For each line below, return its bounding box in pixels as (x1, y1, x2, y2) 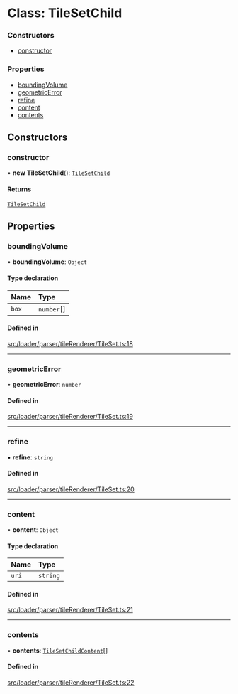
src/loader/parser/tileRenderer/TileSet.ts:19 (7, 412, 133, 421)
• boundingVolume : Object (7, 257, 87, 266)
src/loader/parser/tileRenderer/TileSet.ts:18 (7, 339, 133, 348)
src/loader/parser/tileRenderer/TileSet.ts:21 (7, 606, 133, 614)
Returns (7, 185, 32, 193)
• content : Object (7, 525, 59, 534)
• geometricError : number (7, 380, 81, 389)
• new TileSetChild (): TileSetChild (7, 169, 110, 177)
